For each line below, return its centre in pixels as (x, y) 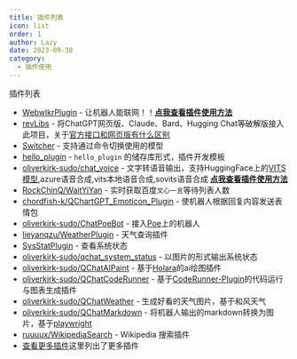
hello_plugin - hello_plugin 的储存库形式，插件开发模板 (123, 156)
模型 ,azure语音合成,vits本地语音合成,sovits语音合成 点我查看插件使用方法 (155, 179)
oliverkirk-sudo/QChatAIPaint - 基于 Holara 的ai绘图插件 (121, 267)
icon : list (29, 26)
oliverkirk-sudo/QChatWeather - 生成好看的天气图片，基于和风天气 (144, 301)
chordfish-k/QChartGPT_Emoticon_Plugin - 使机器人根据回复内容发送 (148, 201)
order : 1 (25, 34)
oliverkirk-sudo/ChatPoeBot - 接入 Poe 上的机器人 (111, 223)
